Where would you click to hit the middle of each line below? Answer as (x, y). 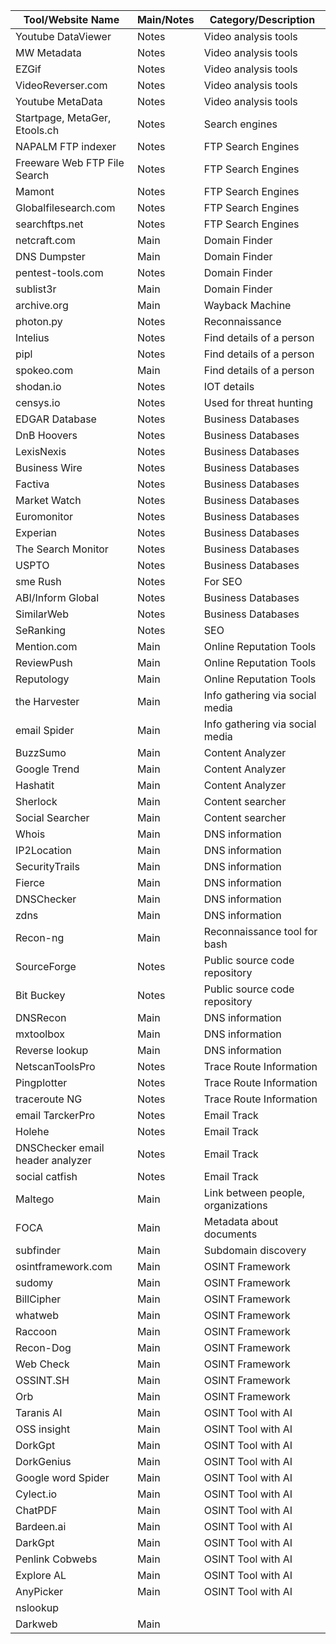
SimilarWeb (42, 614)
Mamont (35, 191)
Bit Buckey (40, 995)
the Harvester (47, 701)
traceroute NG (49, 1099)
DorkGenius (43, 1461)
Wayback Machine (247, 305)
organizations (235, 1205)
